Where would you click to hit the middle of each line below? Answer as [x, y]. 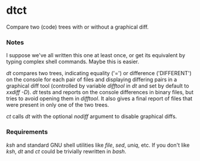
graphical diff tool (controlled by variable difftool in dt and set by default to [98, 86]
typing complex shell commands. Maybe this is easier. [73, 62]
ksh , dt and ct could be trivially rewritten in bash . [66, 151]
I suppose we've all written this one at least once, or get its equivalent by [96, 55]
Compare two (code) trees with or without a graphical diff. [78, 27]
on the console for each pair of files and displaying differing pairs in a [92, 80]
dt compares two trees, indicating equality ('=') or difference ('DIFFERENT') [99, 73]
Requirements [27, 132]
